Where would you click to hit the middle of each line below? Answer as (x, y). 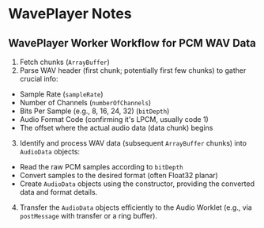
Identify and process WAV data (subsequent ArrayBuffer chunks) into (133, 143)
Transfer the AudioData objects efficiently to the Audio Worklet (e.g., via (136, 207)
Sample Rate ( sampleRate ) (62, 94)
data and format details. (58, 192)
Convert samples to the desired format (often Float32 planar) (119, 175)
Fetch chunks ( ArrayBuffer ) (65, 62)
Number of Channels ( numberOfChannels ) (85, 103)
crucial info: (39, 79)
